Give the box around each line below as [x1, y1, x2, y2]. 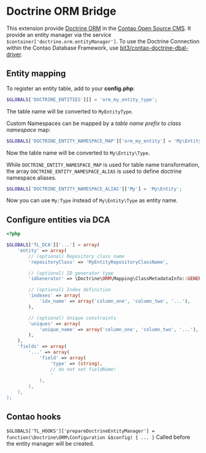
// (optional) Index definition [28, 287, 112, 293]
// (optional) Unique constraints [28, 314, 116, 321]
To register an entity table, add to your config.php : [6, 85, 135, 92]
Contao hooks [6, 412, 61, 422]
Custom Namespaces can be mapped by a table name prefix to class [6, 120, 181, 127]
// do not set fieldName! [50, 366, 116, 372]
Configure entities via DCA [6, 215, 110, 225]
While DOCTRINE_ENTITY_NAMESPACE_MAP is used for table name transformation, [6, 161, 200, 168]
